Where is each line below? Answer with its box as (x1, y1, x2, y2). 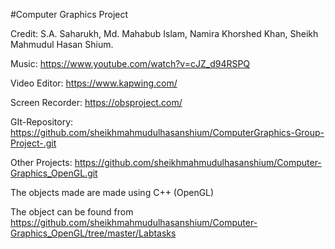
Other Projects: (10, 157, 73, 168)
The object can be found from (10, 206, 134, 218)
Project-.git (10, 137, 57, 149)
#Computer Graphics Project (10, 9, 129, 20)
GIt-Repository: (10, 116, 74, 128)
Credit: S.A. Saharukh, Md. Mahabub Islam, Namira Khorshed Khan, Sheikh (10, 28, 319, 39)
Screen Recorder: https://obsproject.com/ (10, 97, 183, 108)
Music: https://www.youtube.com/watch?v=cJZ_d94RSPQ (10, 58, 251, 69)
